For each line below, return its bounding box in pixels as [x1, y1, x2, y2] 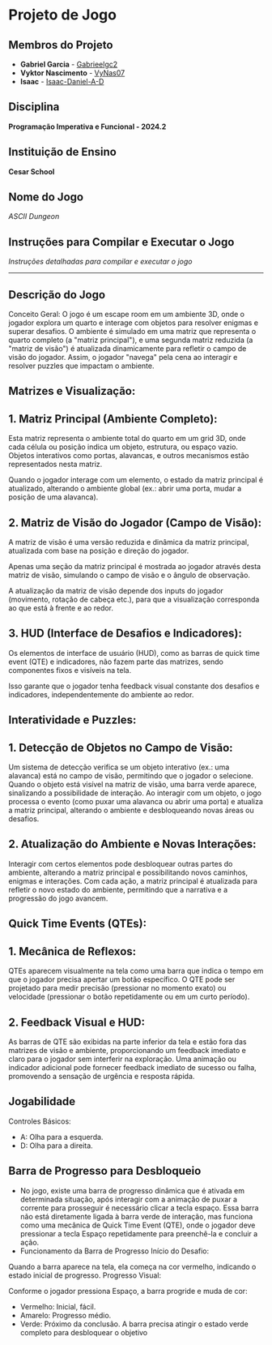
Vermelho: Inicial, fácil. [19, 1301, 96, 1311]
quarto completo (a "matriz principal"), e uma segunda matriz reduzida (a [8, 335, 253, 345]
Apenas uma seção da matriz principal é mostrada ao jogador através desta [8, 562, 261, 572]
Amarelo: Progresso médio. [19, 1310, 112, 1320]
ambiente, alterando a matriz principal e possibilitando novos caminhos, [8, 867, 249, 877]
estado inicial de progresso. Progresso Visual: [8, 1270, 162, 1280]
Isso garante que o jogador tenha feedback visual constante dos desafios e [8, 681, 260, 691]
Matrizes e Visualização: [8, 384, 136, 398]
